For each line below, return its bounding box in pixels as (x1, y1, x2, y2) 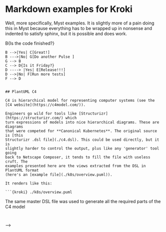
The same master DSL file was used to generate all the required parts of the (5, 198, 161, 204)
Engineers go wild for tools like (5, 111, 77, 116)
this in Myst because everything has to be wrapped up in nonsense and (5, 25, 153, 31)
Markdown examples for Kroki (5, 3, 133, 15)
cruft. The (5, 159, 28, 164)
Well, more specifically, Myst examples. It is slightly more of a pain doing (5, 20, 155, 26)
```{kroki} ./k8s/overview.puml (5, 190, 72, 195)
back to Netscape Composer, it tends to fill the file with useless (5, 155, 151, 160)
